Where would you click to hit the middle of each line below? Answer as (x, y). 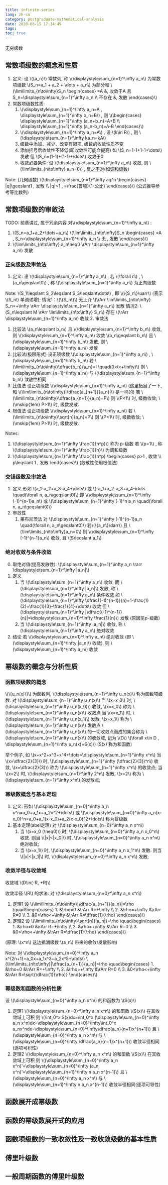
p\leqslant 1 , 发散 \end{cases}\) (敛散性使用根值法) (65, 462)
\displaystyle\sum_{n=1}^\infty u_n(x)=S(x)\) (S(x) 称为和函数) (69, 744)
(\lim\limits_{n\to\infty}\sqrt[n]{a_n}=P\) (53, 417)
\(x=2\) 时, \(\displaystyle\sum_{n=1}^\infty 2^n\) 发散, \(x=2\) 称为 (73, 774)
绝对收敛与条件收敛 (28, 552)
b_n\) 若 (86, 360)
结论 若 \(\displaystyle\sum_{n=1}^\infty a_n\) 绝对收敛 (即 (72, 636)
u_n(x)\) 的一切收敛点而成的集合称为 (107, 732)
